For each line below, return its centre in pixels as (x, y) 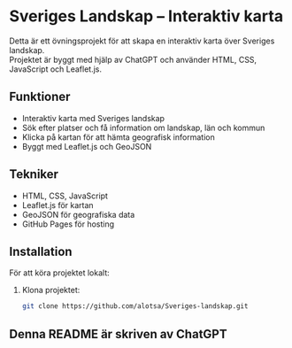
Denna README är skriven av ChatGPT (118, 334)
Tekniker (34, 174)
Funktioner (40, 97)
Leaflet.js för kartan (58, 205)
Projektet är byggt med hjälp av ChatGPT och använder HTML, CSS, (133, 59)
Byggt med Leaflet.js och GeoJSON (87, 146)
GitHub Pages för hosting (68, 224)
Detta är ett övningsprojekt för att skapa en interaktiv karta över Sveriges (142, 41)
